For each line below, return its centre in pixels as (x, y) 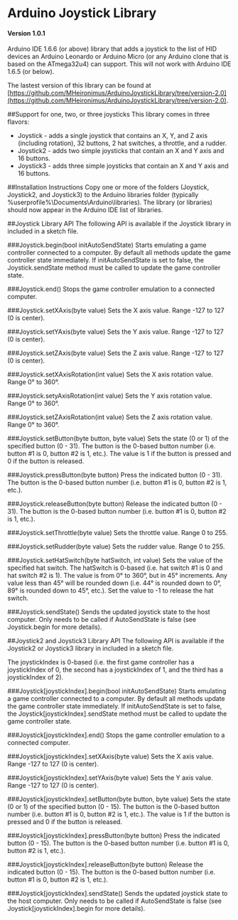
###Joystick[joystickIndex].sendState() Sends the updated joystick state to (118, 894)
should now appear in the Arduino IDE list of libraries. (85, 210)
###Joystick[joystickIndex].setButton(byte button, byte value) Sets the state (119, 799)
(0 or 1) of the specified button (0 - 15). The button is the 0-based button (114, 807)
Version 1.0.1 (26, 33)
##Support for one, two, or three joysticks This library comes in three (109, 115)
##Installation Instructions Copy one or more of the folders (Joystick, (108, 187)
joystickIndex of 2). (36, 677)
